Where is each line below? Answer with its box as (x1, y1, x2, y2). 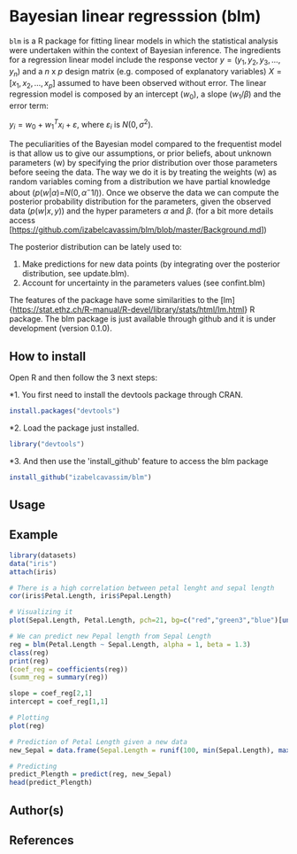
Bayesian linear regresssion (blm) (9, 6, 262, 27)
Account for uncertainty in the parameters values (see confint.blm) (21, 277, 266, 289)
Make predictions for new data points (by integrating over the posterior (21, 259, 281, 269)
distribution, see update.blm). (21, 268, 130, 279)
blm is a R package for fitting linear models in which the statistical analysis (9, 35, 278, 46)
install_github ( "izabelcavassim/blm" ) (9, 472, 152, 482)
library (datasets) (9, 551, 77, 560)
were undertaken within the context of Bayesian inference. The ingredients (9, 44, 281, 55)
